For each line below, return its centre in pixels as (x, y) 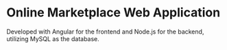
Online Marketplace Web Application (113, 13)
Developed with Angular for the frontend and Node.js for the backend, (105, 32)
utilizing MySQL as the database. (53, 38)
